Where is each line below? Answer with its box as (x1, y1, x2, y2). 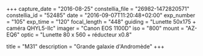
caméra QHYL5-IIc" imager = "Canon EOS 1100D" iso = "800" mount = (6, 24, 185, 32)
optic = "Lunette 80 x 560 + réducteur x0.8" (21, 31, 132, 38)
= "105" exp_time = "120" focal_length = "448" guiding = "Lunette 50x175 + (6, 18, 196, 25)
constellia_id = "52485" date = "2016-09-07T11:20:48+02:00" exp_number (6, 12, 196, 19)
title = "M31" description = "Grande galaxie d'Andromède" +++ (6, 43, 165, 50)
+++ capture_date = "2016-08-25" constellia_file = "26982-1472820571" (6, 5, 190, 12)
